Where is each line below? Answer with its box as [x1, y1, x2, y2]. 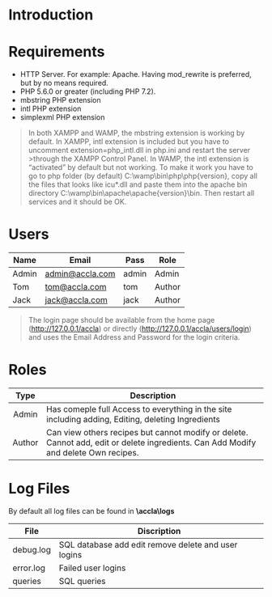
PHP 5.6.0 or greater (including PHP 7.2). [19, 87, 156, 96]
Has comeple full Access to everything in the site [45, 404, 232, 414]
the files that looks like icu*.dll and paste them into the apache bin [28, 180, 248, 189]
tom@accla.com [45, 282, 107, 293]
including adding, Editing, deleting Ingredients [45, 414, 221, 425]
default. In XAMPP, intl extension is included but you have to [28, 137, 229, 146]
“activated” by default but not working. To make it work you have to [28, 163, 253, 172]
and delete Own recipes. [45, 447, 139, 458]
